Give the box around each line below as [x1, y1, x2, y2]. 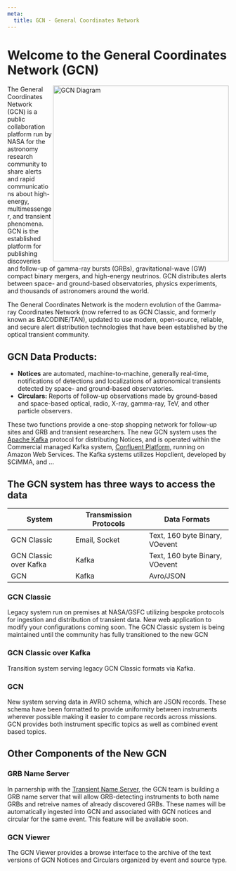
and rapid [7, 175, 35, 183]
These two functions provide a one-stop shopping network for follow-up [7, 420, 217, 429]
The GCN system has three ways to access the [7, 478, 216, 490]
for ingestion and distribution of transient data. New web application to [7, 616, 212, 624]
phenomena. [7, 219, 44, 228]
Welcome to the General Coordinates [7, 47, 227, 63]
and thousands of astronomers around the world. [7, 287, 150, 295]
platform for [7, 242, 42, 250]
